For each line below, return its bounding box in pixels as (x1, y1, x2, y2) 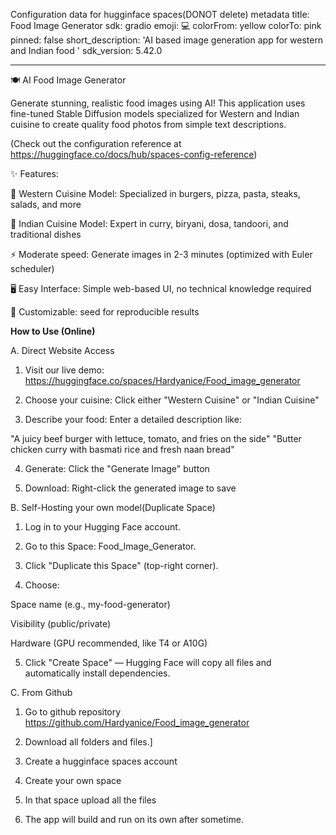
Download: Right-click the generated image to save (24, 482, 237, 494)
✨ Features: (10, 168, 59, 179)
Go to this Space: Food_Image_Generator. (24, 540, 197, 552)
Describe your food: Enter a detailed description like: (24, 414, 242, 425)
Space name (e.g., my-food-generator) (10, 599, 171, 610)
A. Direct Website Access (10, 345, 115, 356)
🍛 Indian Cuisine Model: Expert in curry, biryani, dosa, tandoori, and (10, 218, 289, 229)
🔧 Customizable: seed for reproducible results (10, 306, 200, 318)
